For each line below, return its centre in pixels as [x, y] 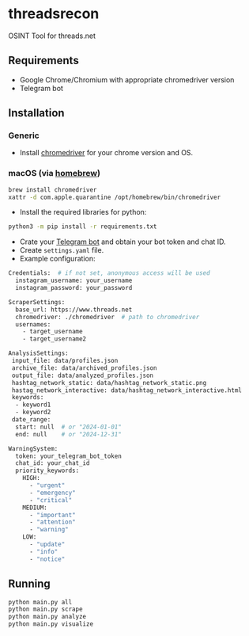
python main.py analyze [47, 617]
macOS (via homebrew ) [55, 173]
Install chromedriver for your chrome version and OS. [106, 153]
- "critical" [51, 500]
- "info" [43, 551]
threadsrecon [54, 14]
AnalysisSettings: [38, 353]
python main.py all [40, 602]
